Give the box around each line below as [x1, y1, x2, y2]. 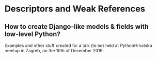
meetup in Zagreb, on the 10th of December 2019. [4, 48, 104, 53]
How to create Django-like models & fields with [4, 23, 149, 31]
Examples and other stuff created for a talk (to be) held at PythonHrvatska [4, 43, 152, 48]
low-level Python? [4, 30, 61, 38]
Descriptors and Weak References [4, 3, 146, 14]
